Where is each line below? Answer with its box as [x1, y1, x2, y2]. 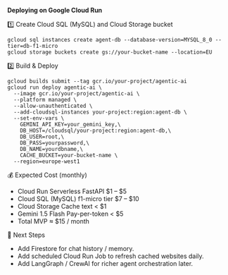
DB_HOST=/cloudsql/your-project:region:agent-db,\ [20, 127, 172, 134]
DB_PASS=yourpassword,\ [20, 140, 90, 147]
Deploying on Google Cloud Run [7, 6, 103, 14]
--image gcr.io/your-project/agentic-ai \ [13, 90, 140, 97]
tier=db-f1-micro [7, 42, 58, 49]
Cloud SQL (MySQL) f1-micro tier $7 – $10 [17, 195, 139, 203]
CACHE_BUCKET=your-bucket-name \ [20, 152, 118, 159]
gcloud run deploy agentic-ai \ [7, 84, 102, 91]
